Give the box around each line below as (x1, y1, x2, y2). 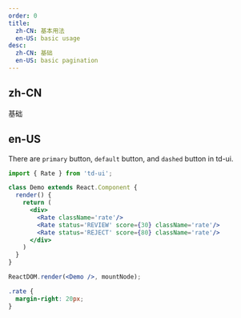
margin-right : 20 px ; (15, 295, 84, 303)
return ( (22, 198, 52, 207)
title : (8, 19, 30, 27)
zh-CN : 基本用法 (15, 26, 66, 35)
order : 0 (8, 11, 38, 20)
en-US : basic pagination (15, 57, 98, 65)
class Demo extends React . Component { (8, 184, 138, 192)
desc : (8, 42, 26, 50)
